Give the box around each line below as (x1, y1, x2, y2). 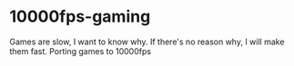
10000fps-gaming (9, 6, 151, 27)
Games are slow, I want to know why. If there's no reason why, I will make (9, 36, 285, 47)
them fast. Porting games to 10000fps (9, 45, 152, 56)
